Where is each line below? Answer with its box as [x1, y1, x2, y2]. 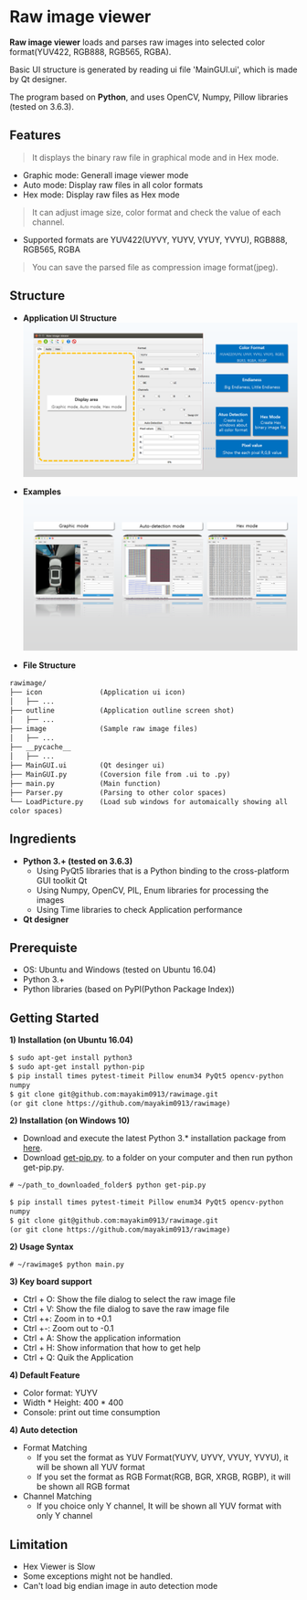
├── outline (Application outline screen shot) [9, 705, 235, 715]
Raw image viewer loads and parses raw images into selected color [9, 37, 265, 48]
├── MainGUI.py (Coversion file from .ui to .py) [9, 769, 231, 779]
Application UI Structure [22, 313, 117, 323]
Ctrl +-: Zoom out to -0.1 [22, 1323, 114, 1334]
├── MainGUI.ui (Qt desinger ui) [9, 760, 166, 769]
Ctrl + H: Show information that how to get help [22, 1342, 201, 1353]
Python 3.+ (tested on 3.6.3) [22, 855, 133, 866]
